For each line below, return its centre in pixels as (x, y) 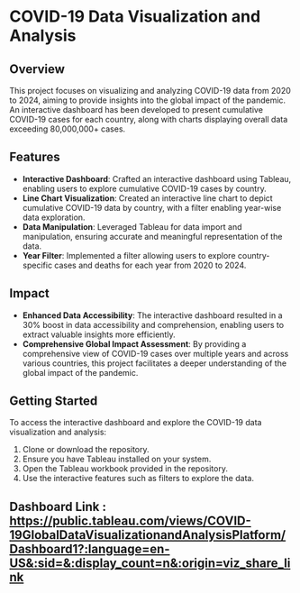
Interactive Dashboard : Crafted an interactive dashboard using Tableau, (157, 178)
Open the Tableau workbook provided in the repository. (125, 469)
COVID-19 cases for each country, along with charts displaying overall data (149, 119)
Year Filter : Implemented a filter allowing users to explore (129, 255)
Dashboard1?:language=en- (90, 548)
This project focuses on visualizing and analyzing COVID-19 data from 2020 (150, 91)
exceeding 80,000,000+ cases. (68, 129)
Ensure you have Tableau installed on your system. (117, 459)
